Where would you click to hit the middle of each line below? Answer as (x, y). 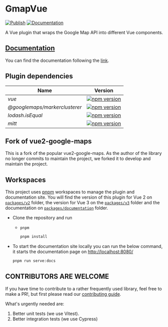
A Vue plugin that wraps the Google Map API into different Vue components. (84, 32)
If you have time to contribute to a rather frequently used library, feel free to (83, 289)
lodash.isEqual (25, 115)
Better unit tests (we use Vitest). (46, 313)
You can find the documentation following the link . (57, 60)
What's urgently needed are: (35, 304)
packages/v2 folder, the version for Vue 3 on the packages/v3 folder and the (82, 203)
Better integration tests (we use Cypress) (55, 319)
